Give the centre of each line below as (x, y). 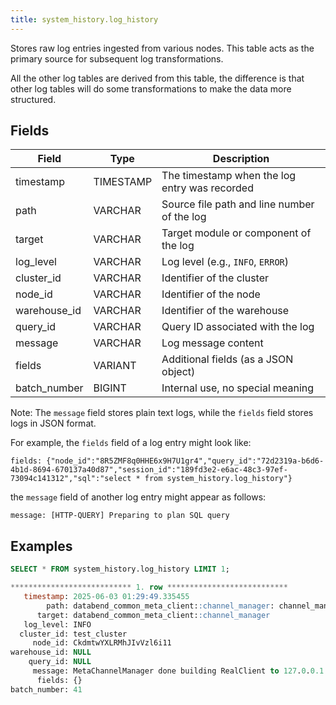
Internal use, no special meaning (238, 388)
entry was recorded (207, 188)
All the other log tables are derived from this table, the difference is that (157, 78)
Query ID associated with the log (238, 327)
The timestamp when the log (229, 176)
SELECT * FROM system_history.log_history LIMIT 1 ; (120, 569)
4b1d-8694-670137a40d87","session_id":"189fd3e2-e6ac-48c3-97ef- (149, 470)
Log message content (212, 343)
